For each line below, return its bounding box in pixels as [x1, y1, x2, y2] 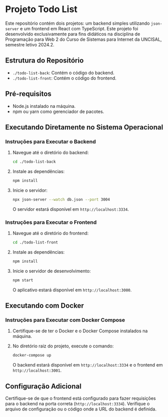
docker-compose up [12, 353, 51, 358]
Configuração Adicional [5, 382, 82, 390]
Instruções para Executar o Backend [5, 138, 96, 145]
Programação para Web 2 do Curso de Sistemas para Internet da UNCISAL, [5, 36, 162, 42]
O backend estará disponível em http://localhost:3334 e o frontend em [12, 362, 163, 368]
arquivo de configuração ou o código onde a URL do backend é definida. [5, 406, 157, 412]
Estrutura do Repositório [5, 56, 84, 65]
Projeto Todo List [5, 4, 78, 15]
